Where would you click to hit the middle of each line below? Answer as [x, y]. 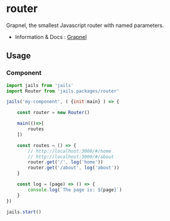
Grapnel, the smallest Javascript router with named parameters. [85, 25]
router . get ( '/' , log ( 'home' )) [65, 162]
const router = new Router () [53, 113]
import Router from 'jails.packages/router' [63, 91]
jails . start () [24, 212]
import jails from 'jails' [40, 85]
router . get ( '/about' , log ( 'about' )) [74, 168]
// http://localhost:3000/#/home [70, 151]
